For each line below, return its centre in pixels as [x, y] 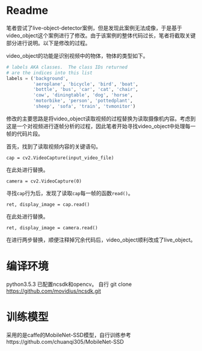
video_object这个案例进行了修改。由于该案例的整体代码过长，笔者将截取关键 [101, 35]
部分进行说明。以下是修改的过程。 [48, 43]
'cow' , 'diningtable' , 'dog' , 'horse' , [83, 95]
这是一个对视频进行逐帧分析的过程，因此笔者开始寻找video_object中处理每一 [101, 126]
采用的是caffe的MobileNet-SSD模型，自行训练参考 [69, 335]
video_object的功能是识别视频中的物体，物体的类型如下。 [77, 55]
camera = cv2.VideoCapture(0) [44, 181]
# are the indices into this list [50, 73]
